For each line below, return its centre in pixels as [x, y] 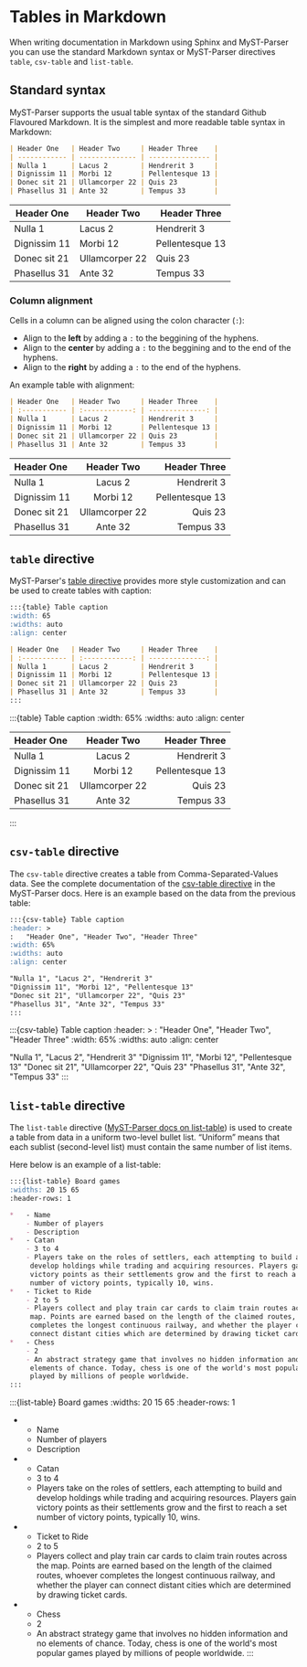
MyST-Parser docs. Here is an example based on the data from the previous [153, 893]
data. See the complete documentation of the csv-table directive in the [143, 883]
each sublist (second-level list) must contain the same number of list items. [151, 1147]
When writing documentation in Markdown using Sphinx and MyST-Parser [149, 42]
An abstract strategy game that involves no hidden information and [162, 1634]
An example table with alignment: [72, 385]
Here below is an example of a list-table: [85, 1165]
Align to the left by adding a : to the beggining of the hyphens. [140, 338]
